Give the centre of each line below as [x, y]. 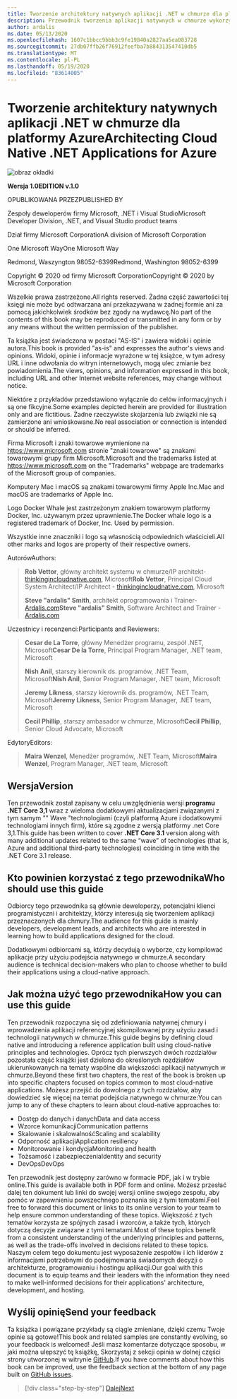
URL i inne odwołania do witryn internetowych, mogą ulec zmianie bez [109, 363]
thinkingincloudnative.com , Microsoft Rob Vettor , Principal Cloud [118, 579]
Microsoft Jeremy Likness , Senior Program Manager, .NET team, [118, 700]
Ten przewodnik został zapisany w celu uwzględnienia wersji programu [111, 803]
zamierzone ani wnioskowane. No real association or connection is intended [117, 422]
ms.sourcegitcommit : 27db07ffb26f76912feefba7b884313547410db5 [102, 47]
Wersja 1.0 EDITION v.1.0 [43, 186]
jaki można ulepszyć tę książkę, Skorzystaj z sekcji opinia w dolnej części [114, 1352]
